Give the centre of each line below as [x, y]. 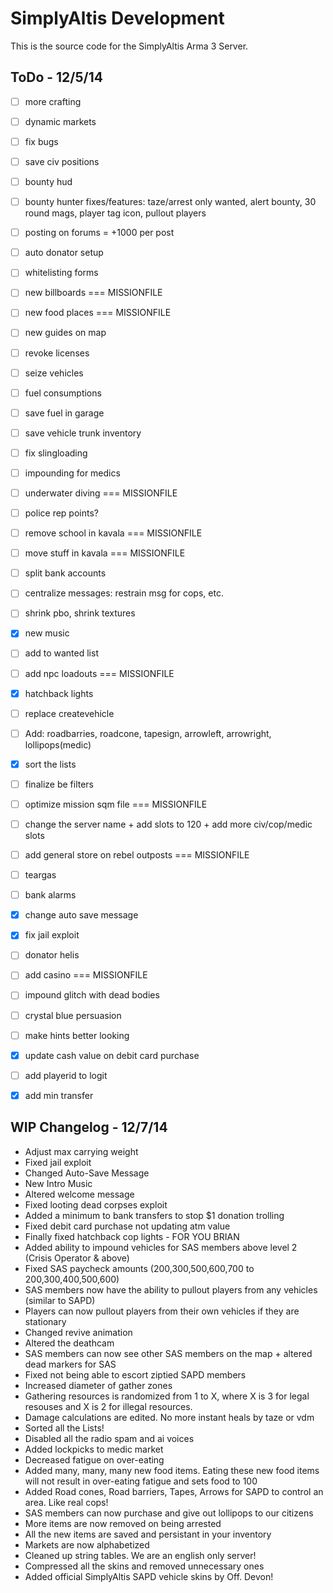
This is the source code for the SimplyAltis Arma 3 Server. [129, 46]
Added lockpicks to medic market [94, 1449]
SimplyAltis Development [117, 18]
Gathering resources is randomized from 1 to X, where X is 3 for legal [167, 1396]
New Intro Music [58, 1183]
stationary [45, 1321]
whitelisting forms [61, 273]
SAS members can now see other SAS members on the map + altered [168, 1353]
